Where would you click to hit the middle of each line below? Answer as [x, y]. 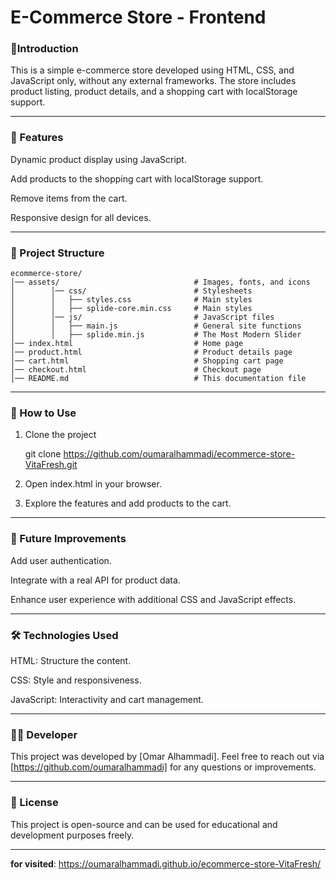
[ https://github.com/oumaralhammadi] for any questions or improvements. [163, 767]
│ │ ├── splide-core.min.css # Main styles [131, 309]
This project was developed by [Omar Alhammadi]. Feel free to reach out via [167, 757]
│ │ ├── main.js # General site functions [156, 326]
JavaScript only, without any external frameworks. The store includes [153, 81]
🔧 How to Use [43, 413]
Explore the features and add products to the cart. [128, 503]
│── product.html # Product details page [151, 352]
